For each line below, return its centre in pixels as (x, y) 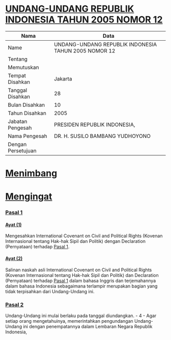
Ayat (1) (13, 224)
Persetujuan (22, 151)
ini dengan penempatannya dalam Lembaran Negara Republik (88, 326)
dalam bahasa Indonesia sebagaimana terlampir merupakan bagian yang (81, 286)
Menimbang (31, 173)
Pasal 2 (15, 304)
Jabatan (18, 121)
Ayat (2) (14, 259)
